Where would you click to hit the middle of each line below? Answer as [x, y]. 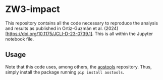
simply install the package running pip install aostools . [65, 72]
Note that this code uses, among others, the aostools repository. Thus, [78, 66]
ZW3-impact [33, 9]
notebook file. [20, 39]
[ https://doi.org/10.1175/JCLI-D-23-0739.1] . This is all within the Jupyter [79, 33]
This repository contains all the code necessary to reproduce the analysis [82, 23]
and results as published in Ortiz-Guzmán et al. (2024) [62, 28]
